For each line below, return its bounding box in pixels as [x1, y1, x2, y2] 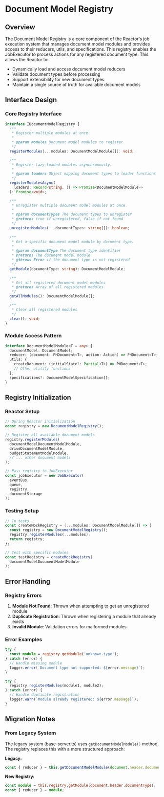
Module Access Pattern [5, 332, 62, 339]
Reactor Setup [5, 408, 40, 415]
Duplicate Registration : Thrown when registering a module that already [12, 614, 157, 620]
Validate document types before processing [12, 71, 101, 77]
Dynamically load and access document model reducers [12, 66, 125, 72]
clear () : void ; [9, 316, 41, 321]
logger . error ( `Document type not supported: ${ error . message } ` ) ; [9, 665, 145, 670]
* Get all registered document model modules [11, 280, 106, 285]
